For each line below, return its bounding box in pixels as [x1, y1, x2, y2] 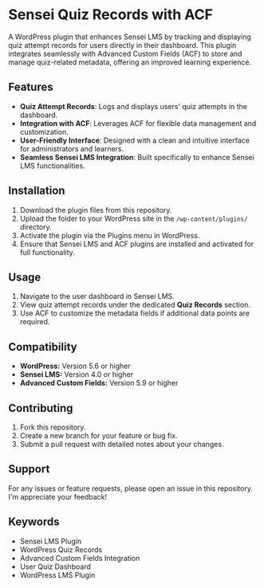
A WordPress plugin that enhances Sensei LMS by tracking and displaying [8, 32, 251, 41]
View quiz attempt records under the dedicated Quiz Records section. [19, 300, 251, 310]
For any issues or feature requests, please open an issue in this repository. [8, 484, 254, 493]
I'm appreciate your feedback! [8, 492, 108, 501]
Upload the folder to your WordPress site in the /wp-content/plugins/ [19, 214, 248, 223]
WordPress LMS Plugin [19, 570, 96, 579]
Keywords [8, 515, 60, 529]
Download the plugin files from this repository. [19, 205, 172, 214]
